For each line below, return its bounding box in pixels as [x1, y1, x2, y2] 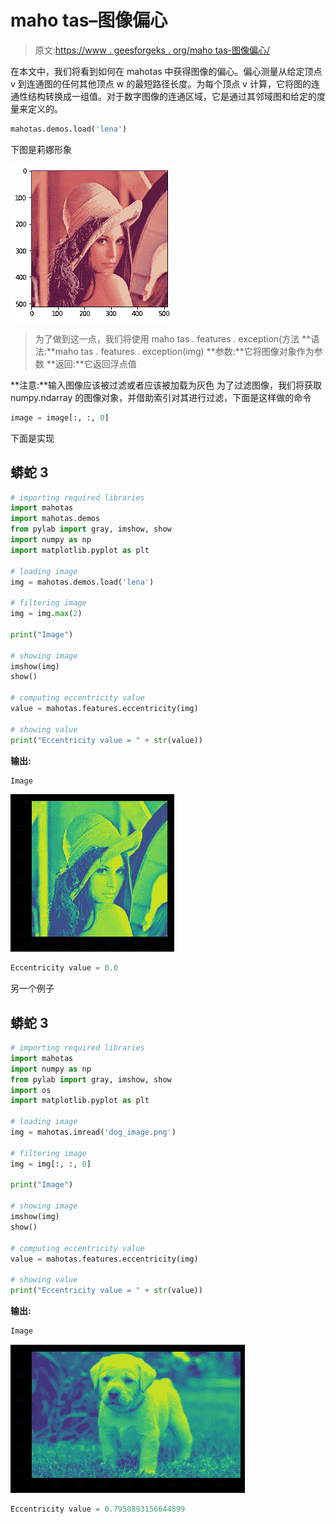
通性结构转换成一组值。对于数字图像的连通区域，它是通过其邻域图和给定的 [10, 90, 317, 102]
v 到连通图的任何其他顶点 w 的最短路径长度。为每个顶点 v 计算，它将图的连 [10, 77, 320, 90]
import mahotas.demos [10, 514, 101, 524]
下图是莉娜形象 [10, 143, 72, 155]
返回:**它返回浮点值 [54, 357, 137, 370]
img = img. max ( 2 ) [10, 609, 83, 619]
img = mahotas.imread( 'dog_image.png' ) [10, 1127, 177, 1138]
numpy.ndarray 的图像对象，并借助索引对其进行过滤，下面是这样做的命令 [10, 391, 312, 403]
